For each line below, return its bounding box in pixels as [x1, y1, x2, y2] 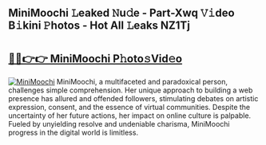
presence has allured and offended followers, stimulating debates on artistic [8, 94, 259, 103]
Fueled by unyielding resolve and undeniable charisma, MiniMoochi [8, 120, 230, 128]
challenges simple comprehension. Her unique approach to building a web [8, 85, 253, 95]
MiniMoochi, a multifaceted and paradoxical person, [56, 77, 228, 86]
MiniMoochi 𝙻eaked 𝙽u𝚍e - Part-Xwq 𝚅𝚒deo [8, 6, 235, 20]
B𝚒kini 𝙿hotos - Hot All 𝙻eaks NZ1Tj [8, 19, 190, 33]
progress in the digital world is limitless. [8, 127, 138, 137]
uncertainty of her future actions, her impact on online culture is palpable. [8, 111, 252, 120]
